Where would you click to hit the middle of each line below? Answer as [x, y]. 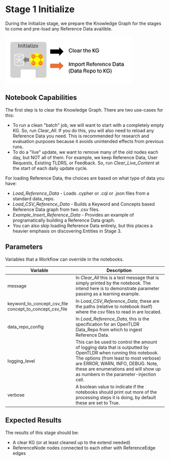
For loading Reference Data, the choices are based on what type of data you [85, 178]
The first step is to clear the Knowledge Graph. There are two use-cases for [84, 110]
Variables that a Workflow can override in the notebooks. [65, 259]
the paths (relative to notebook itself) [114, 306]
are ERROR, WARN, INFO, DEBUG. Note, [117, 364]
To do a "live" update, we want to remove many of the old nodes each [85, 152]
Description [119, 270]
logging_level [21, 361]
